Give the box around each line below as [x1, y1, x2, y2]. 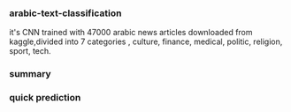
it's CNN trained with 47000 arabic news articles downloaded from [9, 27, 254, 38]
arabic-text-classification [9, 7, 122, 19]
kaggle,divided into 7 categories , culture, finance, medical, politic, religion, [9, 36, 283, 47]
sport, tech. [9, 46, 51, 56]
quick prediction [9, 92, 81, 104]
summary [9, 68, 51, 80]
